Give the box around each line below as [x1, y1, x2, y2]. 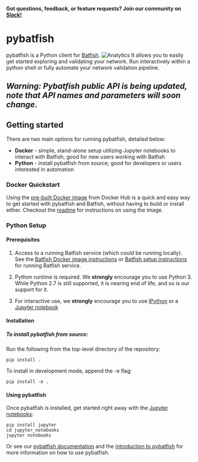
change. [6, 100, 38, 110]
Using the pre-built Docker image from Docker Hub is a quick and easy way [6, 194, 190, 201]
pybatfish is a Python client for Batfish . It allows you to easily [6, 51, 184, 59]
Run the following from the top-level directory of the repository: [6, 345, 161, 353]
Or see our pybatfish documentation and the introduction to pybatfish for [6, 443, 183, 450]
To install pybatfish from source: [6, 331, 89, 338]
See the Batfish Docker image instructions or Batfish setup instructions [14, 256, 187, 263]
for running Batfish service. [14, 261, 82, 269]
